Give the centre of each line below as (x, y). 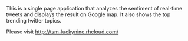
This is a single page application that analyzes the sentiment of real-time (94, 8)
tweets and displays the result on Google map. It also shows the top (88, 14)
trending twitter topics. (34, 20)
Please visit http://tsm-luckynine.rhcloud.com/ (62, 32)
